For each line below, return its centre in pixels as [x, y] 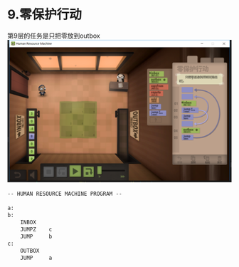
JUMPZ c [36, 230]
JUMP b [36, 237]
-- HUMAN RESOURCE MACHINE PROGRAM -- [65, 194]
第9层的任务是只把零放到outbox [54, 36]
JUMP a [36, 258]
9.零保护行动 [44, 15]
